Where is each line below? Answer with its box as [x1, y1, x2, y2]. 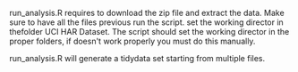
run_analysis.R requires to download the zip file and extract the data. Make [9, 8, 285, 18]
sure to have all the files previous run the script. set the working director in [9, 17, 284, 28]
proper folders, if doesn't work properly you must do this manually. [9, 36, 256, 46]
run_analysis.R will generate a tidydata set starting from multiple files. [9, 53, 266, 63]
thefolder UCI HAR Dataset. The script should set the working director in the [9, 27, 290, 36]
